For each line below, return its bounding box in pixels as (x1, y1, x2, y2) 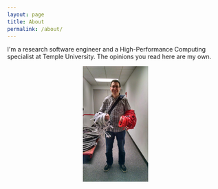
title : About (7, 18, 45, 25)
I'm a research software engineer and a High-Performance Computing (7, 45, 206, 54)
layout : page (7, 11, 45, 18)
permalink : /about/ (7, 25, 63, 32)
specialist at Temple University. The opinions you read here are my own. (7, 52, 212, 61)
